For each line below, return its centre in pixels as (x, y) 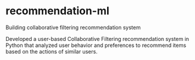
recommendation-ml (57, 11)
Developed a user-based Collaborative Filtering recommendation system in (97, 39)
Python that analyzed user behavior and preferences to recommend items (96, 45)
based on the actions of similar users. (51, 51)
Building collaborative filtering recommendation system (73, 27)
